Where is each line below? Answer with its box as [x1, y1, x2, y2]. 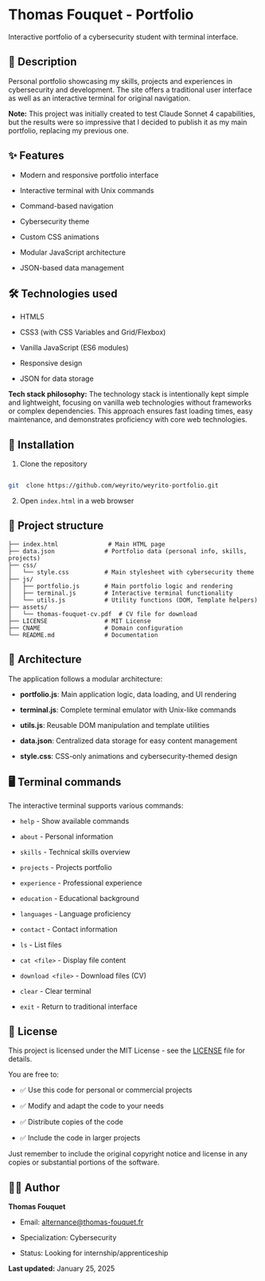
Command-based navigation [19, 201, 114, 211]
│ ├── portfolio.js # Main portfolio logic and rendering [8, 582, 233, 590]
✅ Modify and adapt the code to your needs [19, 1101, 165, 1111]
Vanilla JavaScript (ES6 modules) [19, 343, 129, 353]
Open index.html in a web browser [19, 496, 134, 506]
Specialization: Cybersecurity [19, 1233, 117, 1243]
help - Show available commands [19, 816, 130, 825]
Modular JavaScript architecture [19, 247, 126, 257]
